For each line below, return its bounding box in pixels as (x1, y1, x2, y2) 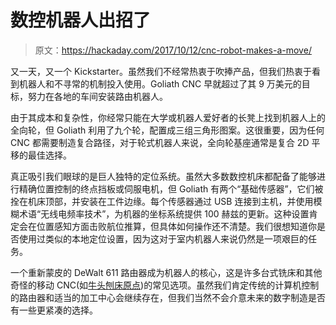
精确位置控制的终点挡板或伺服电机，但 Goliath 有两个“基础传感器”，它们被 (18, 182, 324, 195)
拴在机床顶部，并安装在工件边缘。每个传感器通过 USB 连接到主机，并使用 (10, 195, 314, 207)
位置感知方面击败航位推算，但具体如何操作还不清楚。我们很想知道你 (36, 220, 317, 232)
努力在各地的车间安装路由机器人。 (27, 90, 168, 102)
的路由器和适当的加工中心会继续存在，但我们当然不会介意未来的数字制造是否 (10, 291, 326, 303)
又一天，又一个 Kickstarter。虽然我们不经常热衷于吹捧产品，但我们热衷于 (10, 65, 312, 77)
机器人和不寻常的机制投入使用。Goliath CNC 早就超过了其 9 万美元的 (18, 77, 302, 90)
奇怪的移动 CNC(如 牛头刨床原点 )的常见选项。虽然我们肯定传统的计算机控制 (10, 279, 320, 291)
